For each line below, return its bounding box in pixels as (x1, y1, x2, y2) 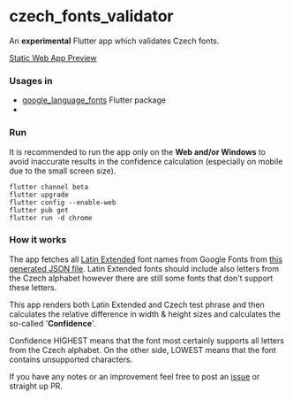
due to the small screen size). (9, 165, 116, 176)
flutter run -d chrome (9, 213, 93, 222)
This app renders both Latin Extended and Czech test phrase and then (9, 299, 265, 310)
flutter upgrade (9, 190, 69, 199)
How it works (9, 234, 67, 246)
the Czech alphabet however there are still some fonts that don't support (9, 273, 274, 283)
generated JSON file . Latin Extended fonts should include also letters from (9, 263, 280, 273)
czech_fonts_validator (9, 6, 174, 27)
